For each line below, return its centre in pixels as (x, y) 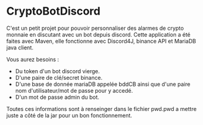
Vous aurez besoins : (33, 59)
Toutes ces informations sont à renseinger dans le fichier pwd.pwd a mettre (102, 109)
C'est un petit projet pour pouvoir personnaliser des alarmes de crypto (95, 28)
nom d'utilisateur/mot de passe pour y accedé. (74, 90)
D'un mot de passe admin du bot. (57, 97)
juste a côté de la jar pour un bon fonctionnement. (69, 115)
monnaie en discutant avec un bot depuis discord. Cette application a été (98, 34)
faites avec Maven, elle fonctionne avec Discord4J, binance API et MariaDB (101, 41)
